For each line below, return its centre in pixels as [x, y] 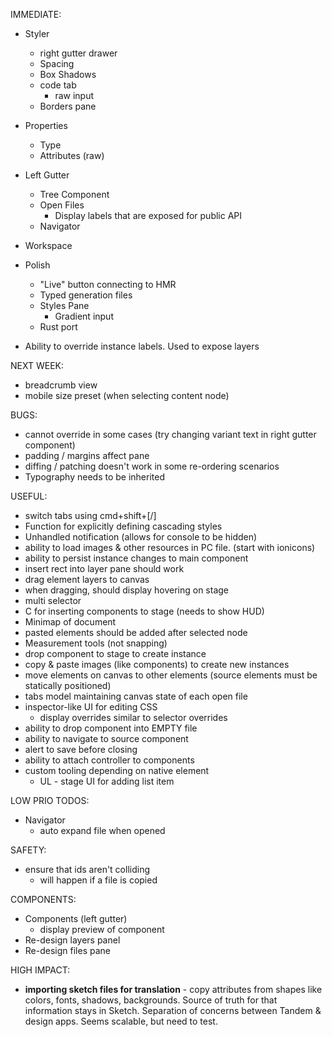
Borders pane [68, 106]
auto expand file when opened [102, 830]
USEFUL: [29, 496]
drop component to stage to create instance [115, 653]
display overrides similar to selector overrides [133, 717]
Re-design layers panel [72, 940]
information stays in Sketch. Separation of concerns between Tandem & [173, 1010]
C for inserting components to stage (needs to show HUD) [144, 611]
